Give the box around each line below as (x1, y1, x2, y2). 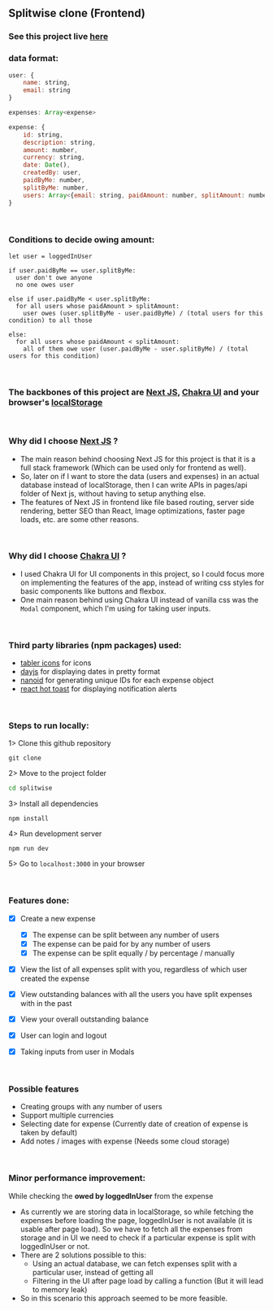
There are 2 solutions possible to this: (19, 1250, 146, 1260)
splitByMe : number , (23, 183, 89, 192)
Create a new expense (19, 913, 96, 923)
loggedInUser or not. (19, 1241, 90, 1251)
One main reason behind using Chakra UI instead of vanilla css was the (19, 595, 259, 604)
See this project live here (8, 31, 108, 42)
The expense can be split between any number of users (32, 930, 219, 939)
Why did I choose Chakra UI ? (8, 551, 127, 562)
